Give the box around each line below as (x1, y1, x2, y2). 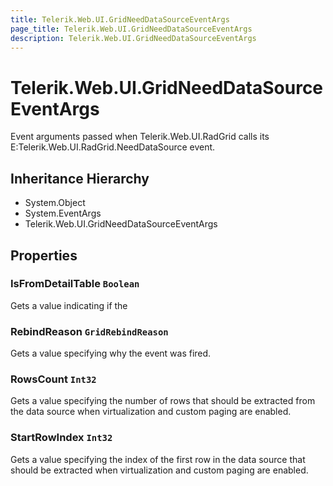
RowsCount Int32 (10, 372, 97, 386)
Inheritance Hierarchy (10, 170, 150, 187)
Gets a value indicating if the (10, 299, 128, 311)
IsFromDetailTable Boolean (10, 277, 140, 291)
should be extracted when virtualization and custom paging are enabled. (10, 464, 309, 476)
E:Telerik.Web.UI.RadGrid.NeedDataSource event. (10, 141, 216, 153)
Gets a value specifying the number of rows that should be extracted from (10, 395, 316, 407)
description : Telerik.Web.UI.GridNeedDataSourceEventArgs (10, 33, 257, 43)
